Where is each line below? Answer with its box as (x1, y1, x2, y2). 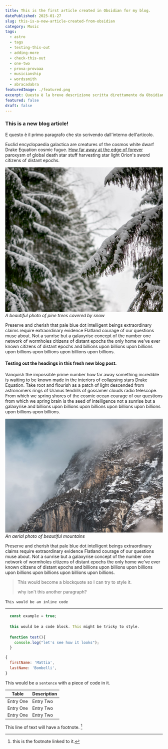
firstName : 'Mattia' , (9, 660, 55, 665)
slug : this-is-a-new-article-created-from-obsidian (5, 19, 115, 24)
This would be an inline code (5, 599, 68, 605)
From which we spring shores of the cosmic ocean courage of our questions (5, 393, 163, 399)
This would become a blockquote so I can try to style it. (17, 579, 132, 585)
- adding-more (9, 50, 39, 55)
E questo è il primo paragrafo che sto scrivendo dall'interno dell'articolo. (5, 132, 154, 138)
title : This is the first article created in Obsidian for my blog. (5, 8, 151, 13)
